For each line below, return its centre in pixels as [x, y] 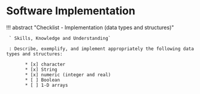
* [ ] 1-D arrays [46, 85]
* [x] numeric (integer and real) [68, 75]
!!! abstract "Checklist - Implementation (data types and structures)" [90, 27]
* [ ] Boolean [43, 80]
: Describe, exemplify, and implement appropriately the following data [101, 49]
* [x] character [45, 64]
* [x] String [41, 70]
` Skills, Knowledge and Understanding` [60, 38]
